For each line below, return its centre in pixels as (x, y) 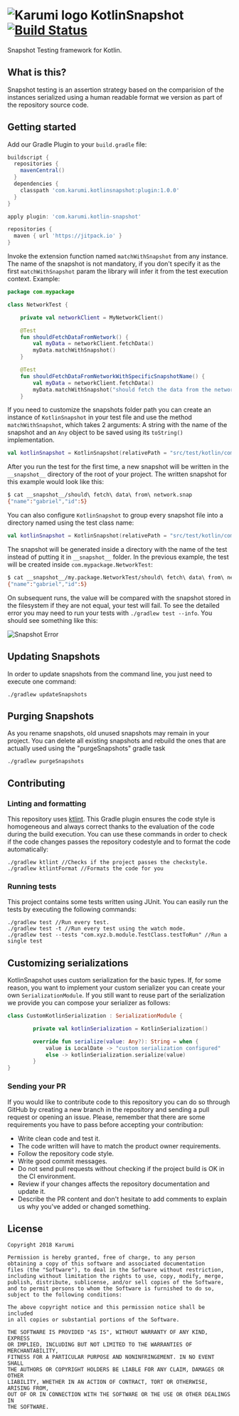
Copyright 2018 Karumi (41, 1245)
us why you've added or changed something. (84, 1206)
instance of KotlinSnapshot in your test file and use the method (100, 417)
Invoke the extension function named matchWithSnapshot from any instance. (118, 256)
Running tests (32, 886)
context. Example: (34, 279)
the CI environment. (47, 1176)
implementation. (31, 440)
